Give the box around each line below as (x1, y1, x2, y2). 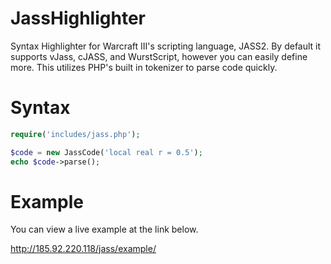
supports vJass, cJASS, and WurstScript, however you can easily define (10, 50, 308, 62)
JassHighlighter (10, 7, 146, 30)
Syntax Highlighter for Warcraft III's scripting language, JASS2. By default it (10, 40, 322, 52)
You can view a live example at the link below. (10, 223, 199, 236)
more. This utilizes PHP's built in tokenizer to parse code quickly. (10, 61, 278, 73)
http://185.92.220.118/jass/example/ (10, 243, 157, 255)
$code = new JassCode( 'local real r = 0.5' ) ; (10, 147, 203, 157)
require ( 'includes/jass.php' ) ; (10, 129, 141, 139)
